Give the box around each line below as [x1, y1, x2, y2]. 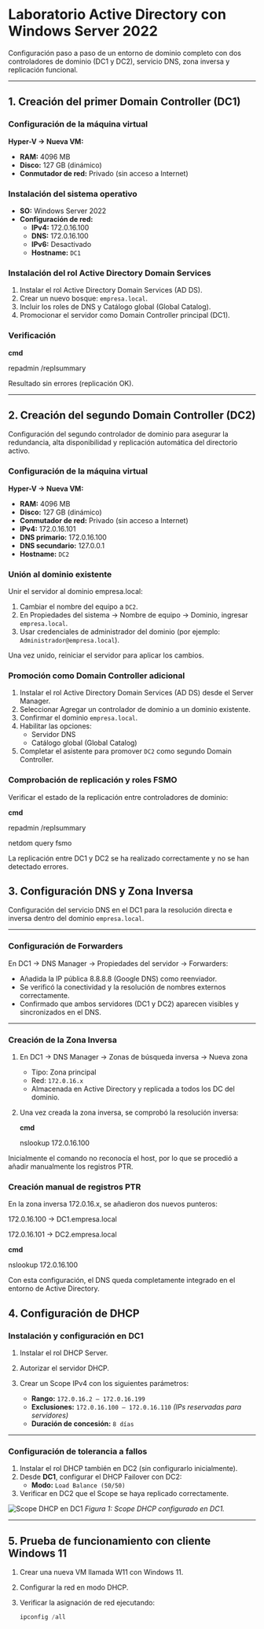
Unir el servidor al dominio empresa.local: [8, 586, 143, 595]
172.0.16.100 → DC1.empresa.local [8, 1214, 118, 1224]
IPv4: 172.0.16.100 [31, 223, 90, 232]
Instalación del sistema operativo [8, 188, 137, 199]
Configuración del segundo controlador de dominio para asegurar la [8, 429, 229, 439]
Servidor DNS [31, 730, 76, 739]
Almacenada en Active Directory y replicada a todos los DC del [31, 1084, 236, 1093]
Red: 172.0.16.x [31, 1075, 84, 1085]
